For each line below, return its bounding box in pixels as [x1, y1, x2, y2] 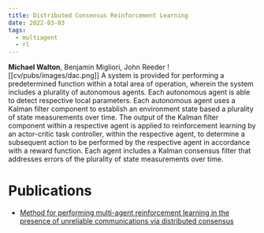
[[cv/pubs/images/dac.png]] [8, 71, 100, 80]
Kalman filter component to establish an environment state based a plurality [8, 104, 254, 114]
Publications [8, 182, 92, 200]
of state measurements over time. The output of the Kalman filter [8, 113, 219, 122]
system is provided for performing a [107, 71, 225, 80]
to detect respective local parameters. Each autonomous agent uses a [8, 96, 236, 105]
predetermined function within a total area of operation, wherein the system [8, 80, 254, 89]
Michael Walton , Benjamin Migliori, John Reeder [8, 62, 165, 72]
